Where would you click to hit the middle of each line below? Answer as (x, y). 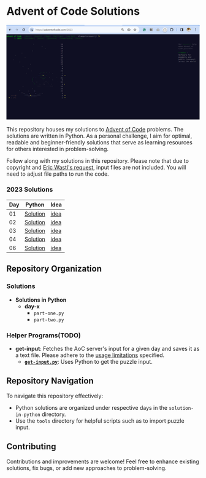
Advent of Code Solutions (73, 11)
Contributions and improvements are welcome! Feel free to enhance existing (103, 461)
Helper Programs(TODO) (44, 335)
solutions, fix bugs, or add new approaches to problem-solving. (86, 468)
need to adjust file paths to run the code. (58, 174)
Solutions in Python (41, 300)
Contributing (31, 447)
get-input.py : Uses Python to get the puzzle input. (89, 362)
